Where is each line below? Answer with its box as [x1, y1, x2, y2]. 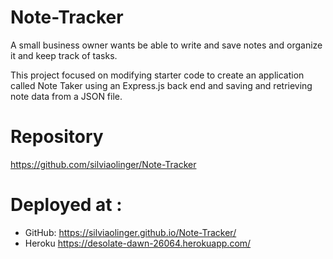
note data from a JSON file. [10, 90, 123, 102]
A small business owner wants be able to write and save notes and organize [10, 39, 323, 51]
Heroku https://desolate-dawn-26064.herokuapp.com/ [24, 237, 252, 249]
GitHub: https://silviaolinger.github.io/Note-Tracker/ [24, 226, 237, 238]
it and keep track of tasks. [10, 49, 118, 61]
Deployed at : [10, 194, 123, 216]
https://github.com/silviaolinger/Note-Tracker [10, 158, 197, 170]
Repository [10, 126, 104, 148]
